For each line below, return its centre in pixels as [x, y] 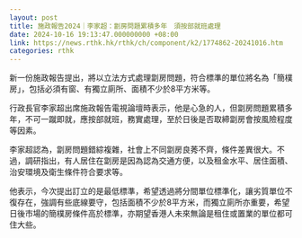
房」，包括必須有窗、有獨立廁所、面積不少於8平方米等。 [112, 89]
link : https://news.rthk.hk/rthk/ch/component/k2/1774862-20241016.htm [146, 43]
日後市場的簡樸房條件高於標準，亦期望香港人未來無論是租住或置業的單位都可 [151, 214]
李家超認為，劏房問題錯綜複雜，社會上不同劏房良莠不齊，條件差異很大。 [143, 150]
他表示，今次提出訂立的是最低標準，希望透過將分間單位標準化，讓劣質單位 [147, 191]
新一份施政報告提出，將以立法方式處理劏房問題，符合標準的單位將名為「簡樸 [151, 78]
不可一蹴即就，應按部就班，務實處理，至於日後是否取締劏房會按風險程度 [159, 119]
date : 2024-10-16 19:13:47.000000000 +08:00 [94, 34]
